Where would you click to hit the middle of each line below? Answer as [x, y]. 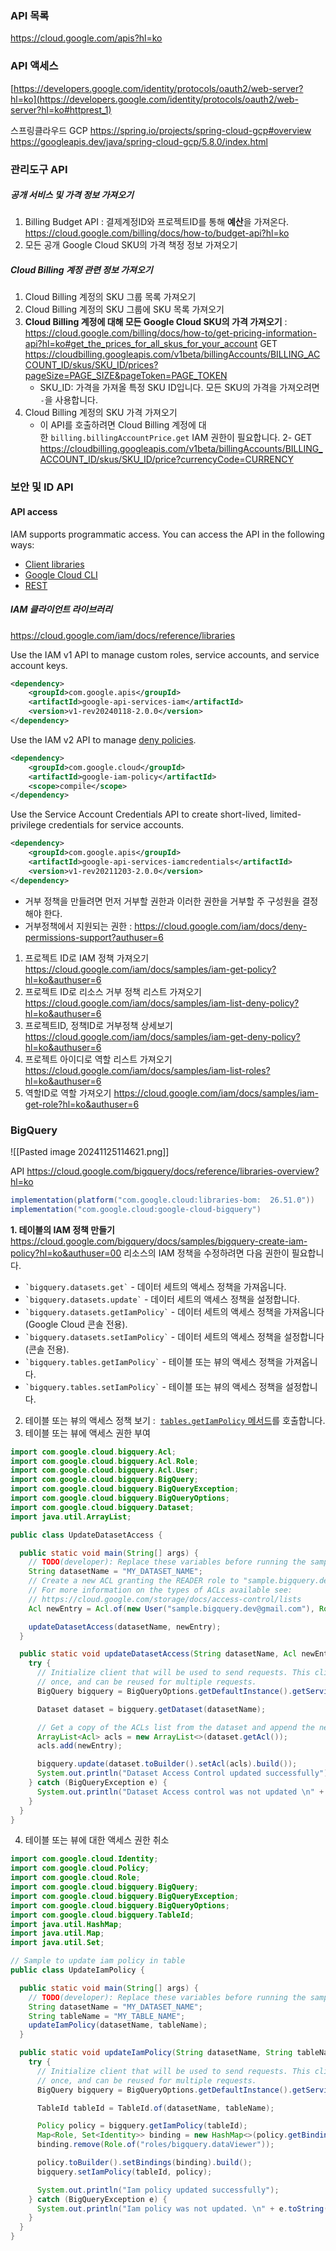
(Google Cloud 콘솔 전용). [76, 1324]
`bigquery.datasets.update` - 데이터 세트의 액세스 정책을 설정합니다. [162, 1299]
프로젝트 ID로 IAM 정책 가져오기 [87, 958]
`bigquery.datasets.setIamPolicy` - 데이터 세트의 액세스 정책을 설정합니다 [174, 1336]
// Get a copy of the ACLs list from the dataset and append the [175, 1727]
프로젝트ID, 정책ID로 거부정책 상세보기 [98, 1025]
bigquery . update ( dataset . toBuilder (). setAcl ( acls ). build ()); [167, 1764]
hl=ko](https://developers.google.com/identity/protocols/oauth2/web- [154, 99]
